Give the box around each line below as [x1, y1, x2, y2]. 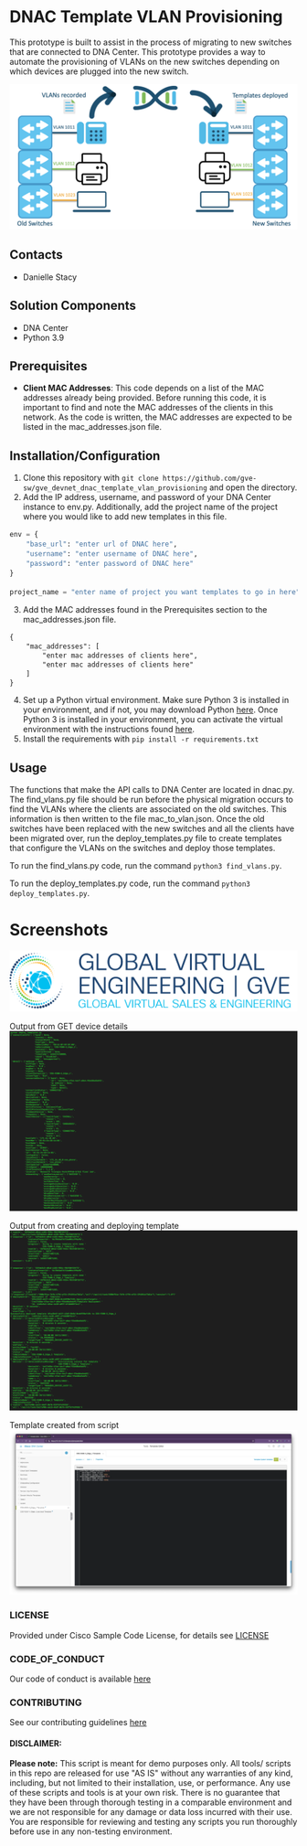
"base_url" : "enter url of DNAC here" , [26, 539, 178, 550]
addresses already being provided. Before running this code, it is [22, 392, 267, 403]
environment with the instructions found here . [22, 724, 195, 735]
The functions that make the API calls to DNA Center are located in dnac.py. [9, 784, 295, 795]
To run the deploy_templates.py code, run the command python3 [9, 878, 251, 889]
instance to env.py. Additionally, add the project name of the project [22, 501, 279, 513]
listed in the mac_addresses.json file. [22, 421, 163, 432]
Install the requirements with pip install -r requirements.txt [22, 733, 259, 744]
